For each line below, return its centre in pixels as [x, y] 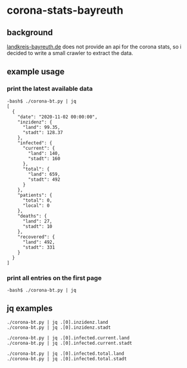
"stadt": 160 [44, 159]
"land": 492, [39, 242]
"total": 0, [37, 200]
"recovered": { [36, 237]
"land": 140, [44, 153]
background [30, 33]
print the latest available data [50, 89]
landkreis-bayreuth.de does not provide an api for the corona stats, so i [94, 47]
